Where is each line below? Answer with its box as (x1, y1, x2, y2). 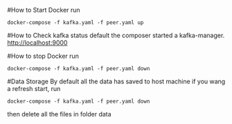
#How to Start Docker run (7, 6, 81, 14)
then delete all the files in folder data (7, 110, 112, 118)
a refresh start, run (7, 85, 61, 92)
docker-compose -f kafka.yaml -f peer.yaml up (7, 19, 144, 26)
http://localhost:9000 (7, 39, 68, 47)
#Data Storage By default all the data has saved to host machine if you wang (7, 77, 226, 85)
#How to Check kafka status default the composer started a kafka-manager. (7, 31, 225, 39)
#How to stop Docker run (7, 52, 80, 60)
